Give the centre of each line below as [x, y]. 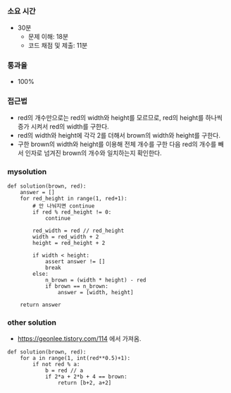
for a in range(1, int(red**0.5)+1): [75, 358]
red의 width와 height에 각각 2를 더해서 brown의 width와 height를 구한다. [119, 135]
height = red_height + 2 [69, 243]
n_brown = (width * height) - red [95, 280]
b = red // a [64, 371]
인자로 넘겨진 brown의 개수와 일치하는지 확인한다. [93, 152]
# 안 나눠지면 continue [64, 206]
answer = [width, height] [95, 293]
